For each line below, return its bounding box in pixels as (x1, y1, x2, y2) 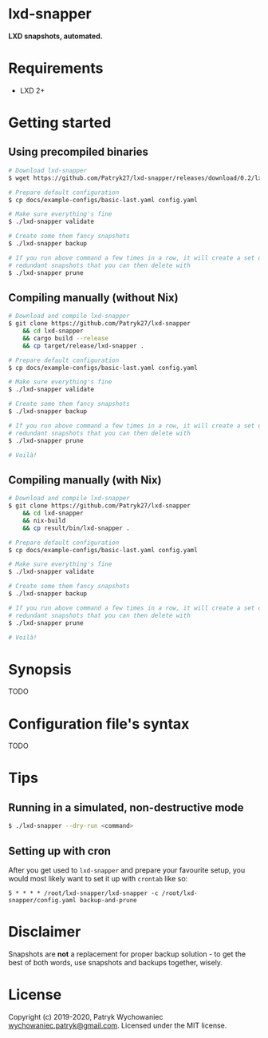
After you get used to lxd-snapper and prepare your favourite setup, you (8, 865, 246, 875)
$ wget (8, 173, 30, 182)
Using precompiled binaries (8, 145, 149, 159)
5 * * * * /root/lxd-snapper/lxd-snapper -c (8, 889, 159, 897)
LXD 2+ (19, 86, 45, 95)
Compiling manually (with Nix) (8, 473, 162, 487)
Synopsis (8, 660, 72, 678)
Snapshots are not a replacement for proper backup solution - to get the (8, 949, 246, 959)
